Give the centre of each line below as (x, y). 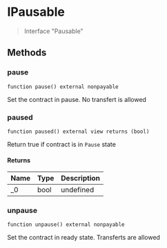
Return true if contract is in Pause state (61, 144)
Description (80, 178)
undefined (78, 190)
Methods (27, 53)
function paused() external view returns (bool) (78, 132)
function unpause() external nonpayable (66, 225)
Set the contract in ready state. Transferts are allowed (84, 238)
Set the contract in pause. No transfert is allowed (77, 99)
